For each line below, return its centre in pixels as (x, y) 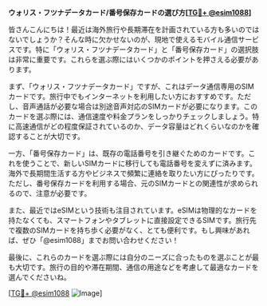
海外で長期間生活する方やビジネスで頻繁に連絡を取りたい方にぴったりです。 (133, 173)
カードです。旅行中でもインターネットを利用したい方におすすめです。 (123, 96)
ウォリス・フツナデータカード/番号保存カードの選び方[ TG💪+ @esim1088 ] (130, 12)
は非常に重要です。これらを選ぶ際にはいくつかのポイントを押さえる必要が (130, 60)
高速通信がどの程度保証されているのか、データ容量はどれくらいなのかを (133, 126)
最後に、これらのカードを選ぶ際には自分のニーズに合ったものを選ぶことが (130, 257)
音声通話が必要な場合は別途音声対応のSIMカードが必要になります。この (139, 106)
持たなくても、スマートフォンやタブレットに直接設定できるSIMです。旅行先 (132, 220)
